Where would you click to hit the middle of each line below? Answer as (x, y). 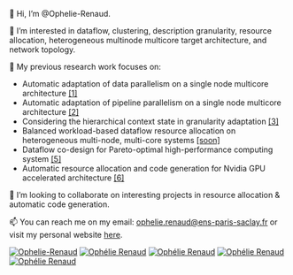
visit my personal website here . (66, 235)
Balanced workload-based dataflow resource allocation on (129, 131)
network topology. (42, 50)
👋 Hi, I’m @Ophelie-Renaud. (60, 14)
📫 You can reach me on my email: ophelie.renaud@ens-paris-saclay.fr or (143, 222)
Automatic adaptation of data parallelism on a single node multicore (145, 84)
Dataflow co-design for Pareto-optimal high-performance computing (147, 149)
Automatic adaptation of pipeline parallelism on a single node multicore (151, 103)
